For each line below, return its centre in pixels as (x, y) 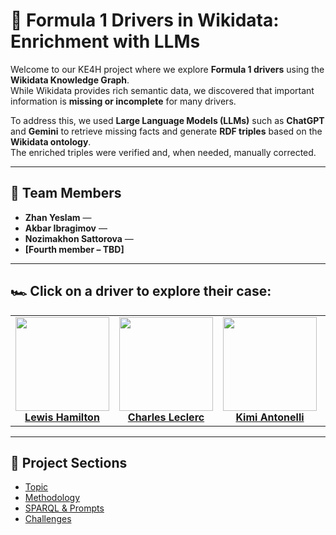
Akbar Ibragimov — (66, 228)
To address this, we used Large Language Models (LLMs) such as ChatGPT (167, 120)
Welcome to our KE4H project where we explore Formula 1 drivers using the (167, 69)
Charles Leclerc (166, 417)
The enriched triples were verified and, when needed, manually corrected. (163, 152)
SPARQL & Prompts (64, 508)
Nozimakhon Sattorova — (79, 238)
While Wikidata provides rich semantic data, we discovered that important (162, 90)
